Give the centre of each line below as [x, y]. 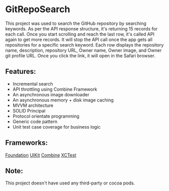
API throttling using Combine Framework [55, 89]
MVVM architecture [33, 105]
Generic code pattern [35, 121]
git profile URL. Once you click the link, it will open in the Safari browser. [80, 55]
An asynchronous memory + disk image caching [63, 100]
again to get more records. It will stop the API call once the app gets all [79, 40]
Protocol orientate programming [46, 116]
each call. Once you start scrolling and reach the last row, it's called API [80, 34]
